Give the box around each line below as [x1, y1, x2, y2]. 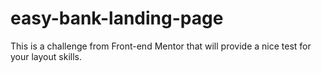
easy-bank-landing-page [10, 7, 224, 30]
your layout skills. [10, 50, 82, 62]
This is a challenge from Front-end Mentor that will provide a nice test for [10, 40, 312, 52]
